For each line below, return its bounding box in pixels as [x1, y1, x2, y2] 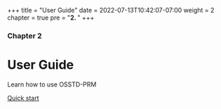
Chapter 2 [7, 31, 42, 41]
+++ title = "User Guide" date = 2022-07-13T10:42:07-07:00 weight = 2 [7, 6, 215, 14]
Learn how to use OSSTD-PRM [7, 80, 97, 89]
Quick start [7, 94, 39, 102]
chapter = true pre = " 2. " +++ [7, 13, 95, 22]
